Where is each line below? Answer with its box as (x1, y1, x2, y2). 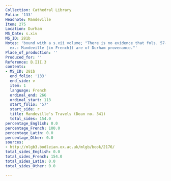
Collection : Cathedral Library (5, 7, 72, 13)
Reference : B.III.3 (5, 59, 47, 65)
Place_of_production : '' (5, 50, 58, 55)
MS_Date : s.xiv (5, 31, 38, 36)
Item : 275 (5, 21, 26, 27)
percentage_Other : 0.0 (5, 135, 53, 140)
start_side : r (10, 107, 40, 112)
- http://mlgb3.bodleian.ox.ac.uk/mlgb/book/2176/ (5, 144, 115, 150)
